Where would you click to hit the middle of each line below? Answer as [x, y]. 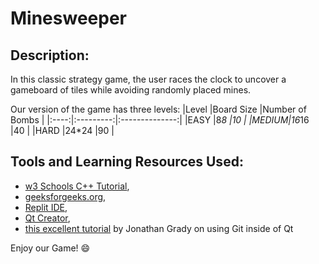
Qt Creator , [47, 218]
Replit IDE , [46, 207]
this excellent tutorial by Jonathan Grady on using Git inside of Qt [159, 228]
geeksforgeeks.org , [65, 196]
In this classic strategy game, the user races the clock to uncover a [148, 79]
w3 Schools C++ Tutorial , [77, 186]
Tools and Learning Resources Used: [127, 162]
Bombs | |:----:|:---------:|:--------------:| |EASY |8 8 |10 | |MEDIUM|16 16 [160, 120]
